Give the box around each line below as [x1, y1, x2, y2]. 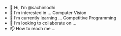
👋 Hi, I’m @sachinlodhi [9, 5, 56, 10]
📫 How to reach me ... [9, 26, 56, 31]
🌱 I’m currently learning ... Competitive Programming [9, 15, 117, 20]
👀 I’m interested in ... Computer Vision [9, 10, 87, 16]
